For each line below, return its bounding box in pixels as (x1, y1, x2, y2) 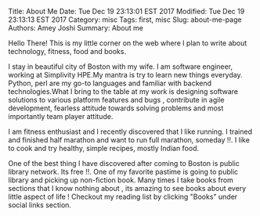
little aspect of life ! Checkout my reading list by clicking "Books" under (8, 192, 238, 201)
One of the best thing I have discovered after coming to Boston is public (8, 159, 240, 167)
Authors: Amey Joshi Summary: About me (8, 23, 143, 32)
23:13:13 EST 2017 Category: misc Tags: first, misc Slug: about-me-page (8, 15, 242, 24)
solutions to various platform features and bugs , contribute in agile (8, 95, 225, 104)
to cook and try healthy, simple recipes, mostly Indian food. (8, 144, 200, 153)
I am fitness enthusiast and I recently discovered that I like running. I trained (8, 127, 253, 136)
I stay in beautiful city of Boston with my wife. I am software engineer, (8, 62, 233, 71)
